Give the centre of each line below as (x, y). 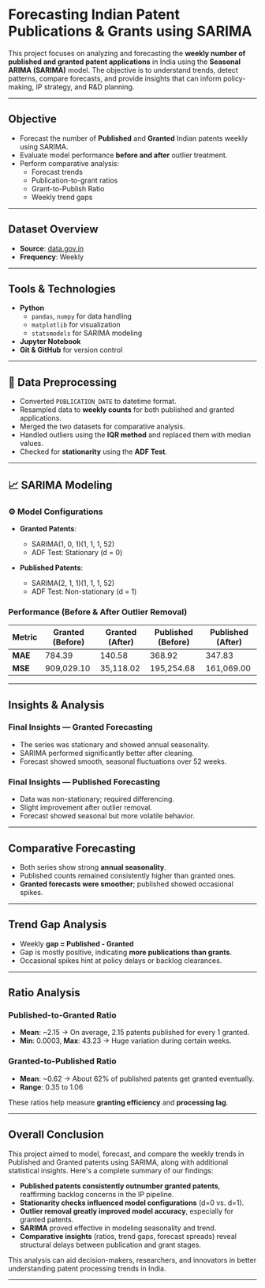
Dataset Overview (53, 230)
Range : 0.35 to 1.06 (51, 1087)
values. (31, 444)
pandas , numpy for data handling (82, 316)
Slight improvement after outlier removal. (86, 807)
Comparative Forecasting (72, 848)
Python (32, 308)
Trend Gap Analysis (58, 925)
